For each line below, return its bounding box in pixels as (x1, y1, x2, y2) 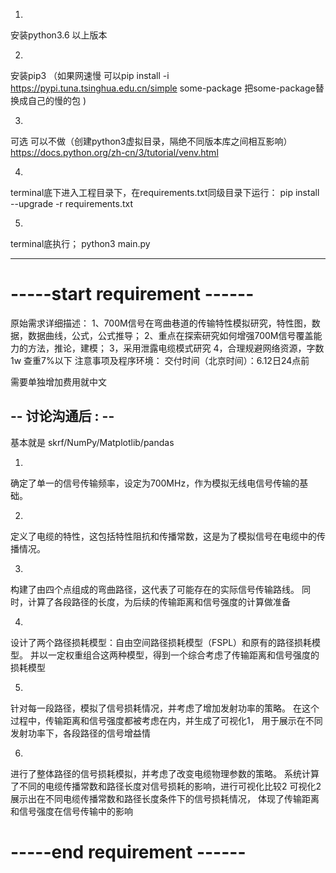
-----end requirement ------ (10, 840, 247, 863)
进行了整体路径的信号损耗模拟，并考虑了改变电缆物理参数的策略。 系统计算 (10, 767, 320, 779)
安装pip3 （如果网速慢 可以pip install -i (10, 70, 170, 81)
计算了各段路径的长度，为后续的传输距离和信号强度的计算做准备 (27, 595, 291, 608)
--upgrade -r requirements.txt (10, 198, 134, 209)
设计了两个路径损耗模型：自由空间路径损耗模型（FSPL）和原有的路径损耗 (10, 636, 313, 648)
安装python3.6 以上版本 (10, 29, 108, 41)
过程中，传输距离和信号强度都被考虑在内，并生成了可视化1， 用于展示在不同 (10, 714, 323, 726)
